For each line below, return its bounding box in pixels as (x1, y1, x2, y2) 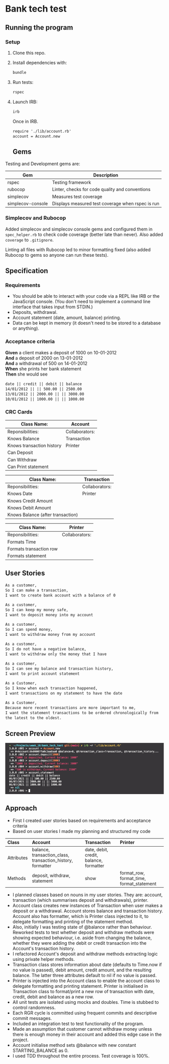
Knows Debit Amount (7, 504, 51, 511)
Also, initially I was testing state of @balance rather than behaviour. (12, 924, 152, 930)
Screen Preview (5, 729, 56, 738)
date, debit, (84, 847, 108, 853)
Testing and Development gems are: (5, 161, 80, 167)
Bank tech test (5, 3, 67, 15)
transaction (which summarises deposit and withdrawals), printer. (12, 897, 148, 903)
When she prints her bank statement (5, 365, 81, 372)
